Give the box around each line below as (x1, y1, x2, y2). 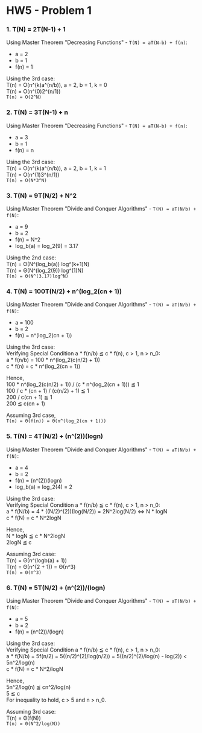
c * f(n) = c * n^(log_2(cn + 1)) (6, 363, 81, 370)
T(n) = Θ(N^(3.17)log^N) (6, 273, 69, 279)
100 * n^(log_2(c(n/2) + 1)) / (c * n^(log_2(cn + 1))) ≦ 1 (6, 381, 140, 388)
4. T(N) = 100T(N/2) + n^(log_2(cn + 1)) (6, 287, 122, 296)
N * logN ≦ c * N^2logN (6, 532, 65, 539)
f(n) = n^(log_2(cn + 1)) (14, 332, 72, 339)
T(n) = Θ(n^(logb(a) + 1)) (6, 556, 68, 564)
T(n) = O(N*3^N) (6, 177, 47, 183)
